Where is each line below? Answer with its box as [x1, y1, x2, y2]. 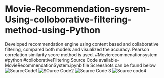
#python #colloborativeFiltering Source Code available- [5, 57, 120, 63]
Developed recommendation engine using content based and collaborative [5, 41, 159, 47]
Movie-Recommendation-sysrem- [5, 3, 151, 15]
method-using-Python [5, 25, 101, 36]
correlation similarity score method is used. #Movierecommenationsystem [5, 51, 158, 58]
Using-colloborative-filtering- [5, 14, 132, 25]
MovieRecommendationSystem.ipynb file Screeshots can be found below [5, 62, 156, 68]
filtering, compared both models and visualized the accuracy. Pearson [5, 46, 150, 52]
